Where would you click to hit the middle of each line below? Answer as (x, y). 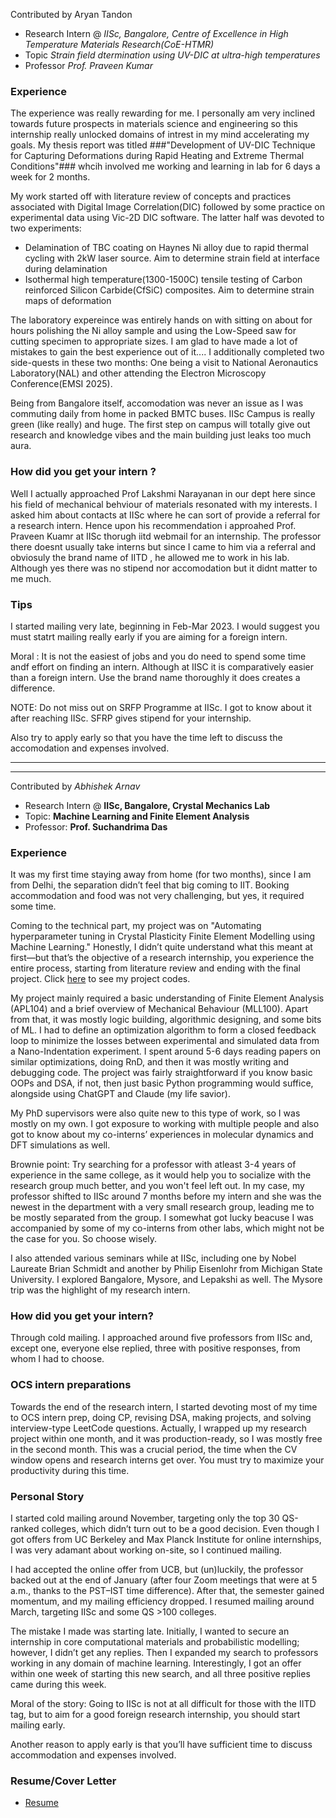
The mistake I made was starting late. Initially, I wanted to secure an (150, 1631)
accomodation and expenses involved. (90, 748)
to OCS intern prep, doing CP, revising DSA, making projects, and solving (161, 1417)
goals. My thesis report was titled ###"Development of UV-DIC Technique (163, 145)
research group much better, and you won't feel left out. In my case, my (157, 1186)
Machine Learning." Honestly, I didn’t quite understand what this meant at (161, 947)
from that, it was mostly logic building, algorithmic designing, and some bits (166, 1020)
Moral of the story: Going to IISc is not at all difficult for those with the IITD (163, 1704)
